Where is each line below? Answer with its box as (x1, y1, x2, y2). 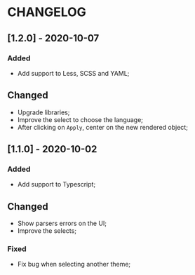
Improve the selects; (17, 227, 77, 235)
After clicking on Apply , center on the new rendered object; (17, 123, 188, 131)
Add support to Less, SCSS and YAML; (17, 69, 130, 77)
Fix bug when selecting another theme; (17, 260, 131, 269)
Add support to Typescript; (17, 180, 96, 189)
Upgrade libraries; (17, 108, 70, 116)
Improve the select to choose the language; (17, 115, 144, 123)
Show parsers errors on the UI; (17, 219, 107, 228)
